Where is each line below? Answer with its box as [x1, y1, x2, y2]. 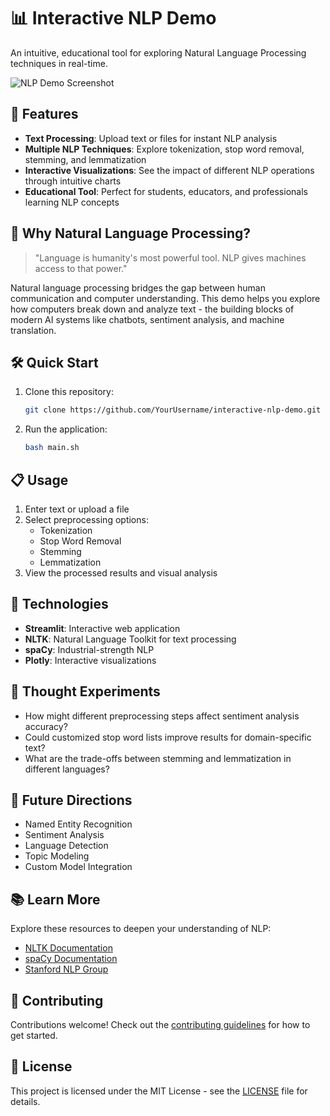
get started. [10, 1030, 58, 1041]
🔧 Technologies [10, 596, 109, 613]
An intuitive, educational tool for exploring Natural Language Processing [10, 46, 307, 59]
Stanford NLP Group [24, 963, 109, 975]
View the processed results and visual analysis [24, 566, 218, 579]
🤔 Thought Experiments [10, 683, 161, 700]
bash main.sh [24, 443, 80, 453]
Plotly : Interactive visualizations [24, 654, 157, 666]
